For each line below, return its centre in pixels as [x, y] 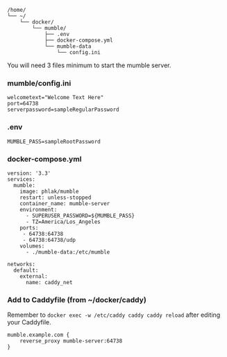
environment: [39, 209]
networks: [22, 264]
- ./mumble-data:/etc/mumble [68, 252]
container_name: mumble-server [65, 203]
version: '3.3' [29, 173]
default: [26, 270]
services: [22, 179]
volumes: [32, 246]
